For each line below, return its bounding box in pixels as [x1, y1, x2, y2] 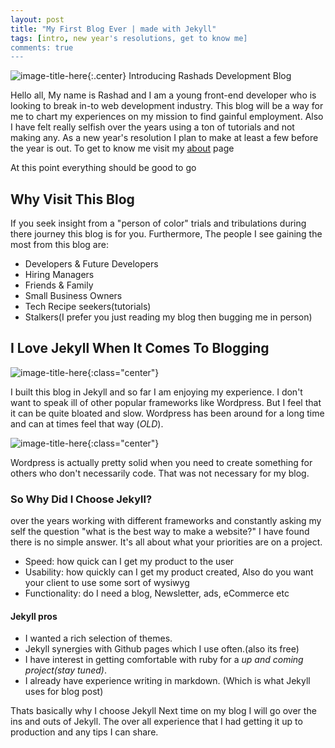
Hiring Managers [24, 269, 95, 281]
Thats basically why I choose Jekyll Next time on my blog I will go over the [10, 705, 317, 717]
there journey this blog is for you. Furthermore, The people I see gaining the [10, 228, 323, 240]
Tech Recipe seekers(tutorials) [24, 301, 152, 313]
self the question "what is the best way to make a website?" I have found [10, 526, 310, 538]
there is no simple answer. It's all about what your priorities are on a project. [10, 536, 323, 548]
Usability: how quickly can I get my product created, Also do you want [24, 566, 314, 578]
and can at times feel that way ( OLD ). [10, 417, 164, 430]
